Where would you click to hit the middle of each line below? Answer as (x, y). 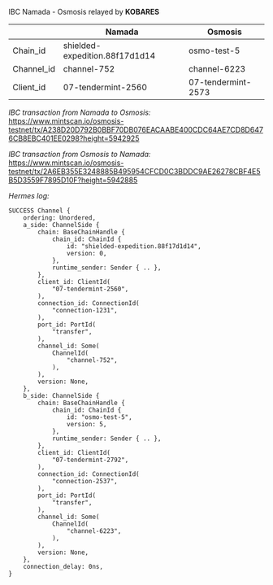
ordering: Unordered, (59, 218)
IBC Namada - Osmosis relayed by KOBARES (84, 12)
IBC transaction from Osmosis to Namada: (80, 154)
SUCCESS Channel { (39, 211)
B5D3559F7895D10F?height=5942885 (73, 180)
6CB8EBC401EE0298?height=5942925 (74, 138)
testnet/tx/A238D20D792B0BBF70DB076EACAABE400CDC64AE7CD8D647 (136, 130)
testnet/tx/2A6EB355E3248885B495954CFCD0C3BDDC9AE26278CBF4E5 (134, 171)
